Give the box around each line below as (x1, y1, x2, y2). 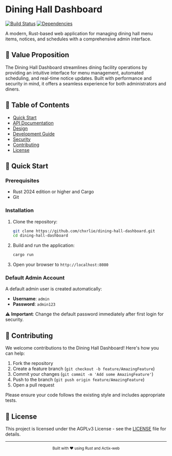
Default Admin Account (5, 275, 65, 282)
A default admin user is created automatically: (5, 286, 102, 292)
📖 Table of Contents (5, 101, 70, 109)
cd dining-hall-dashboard (12, 233, 68, 238)
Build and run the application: (12, 242, 75, 248)
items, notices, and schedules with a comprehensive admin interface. (5, 36, 152, 42)
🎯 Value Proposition (5, 51, 70, 59)
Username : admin (12, 295, 50, 302)
